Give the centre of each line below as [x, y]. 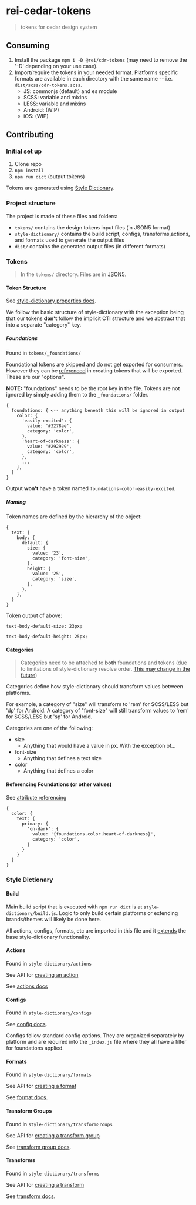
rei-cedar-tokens [49, 11]
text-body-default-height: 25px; [47, 637]
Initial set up [24, 151]
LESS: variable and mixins [55, 104]
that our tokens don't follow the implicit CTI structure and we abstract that [96, 318]
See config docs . [27, 1024]
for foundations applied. [35, 1048]
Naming [16, 502]
